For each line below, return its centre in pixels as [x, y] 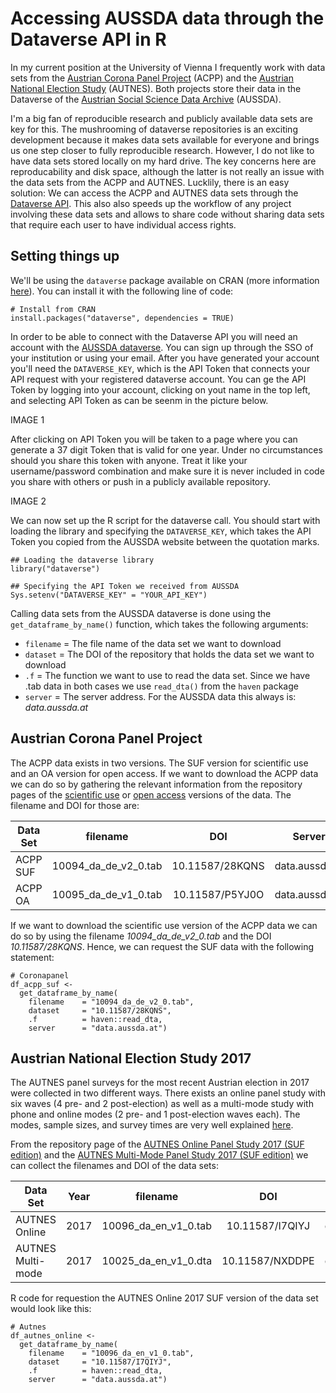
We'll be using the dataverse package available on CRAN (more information [165, 280]
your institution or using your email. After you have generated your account [165, 358]
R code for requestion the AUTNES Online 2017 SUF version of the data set [164, 1298]
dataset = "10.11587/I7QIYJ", [100, 1362]
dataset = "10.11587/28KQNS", [100, 1010]
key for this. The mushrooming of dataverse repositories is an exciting [154, 129]
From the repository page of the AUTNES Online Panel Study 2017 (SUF [157, 1144]
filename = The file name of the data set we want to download [153, 643]
